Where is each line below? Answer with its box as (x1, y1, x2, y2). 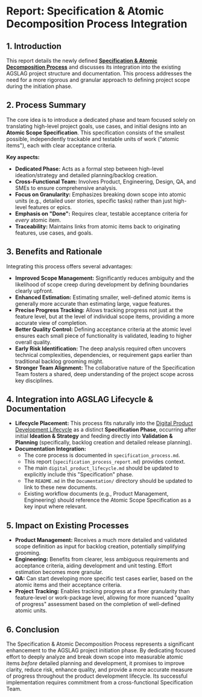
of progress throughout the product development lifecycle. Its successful (6, 672, 188, 680)
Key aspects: (6, 153, 40, 160)
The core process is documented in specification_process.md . (24, 452, 180, 459)
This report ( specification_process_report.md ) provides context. (24, 458, 186, 465)
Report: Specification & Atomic (6, 4, 164, 18)
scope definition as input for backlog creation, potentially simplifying (14, 543, 186, 550)
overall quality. (14, 338, 52, 345)
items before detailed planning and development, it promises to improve (6, 660, 185, 667)
